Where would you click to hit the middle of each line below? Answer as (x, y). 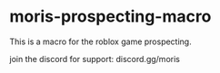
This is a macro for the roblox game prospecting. (101, 41)
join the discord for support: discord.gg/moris (95, 59)
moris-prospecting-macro (110, 17)
